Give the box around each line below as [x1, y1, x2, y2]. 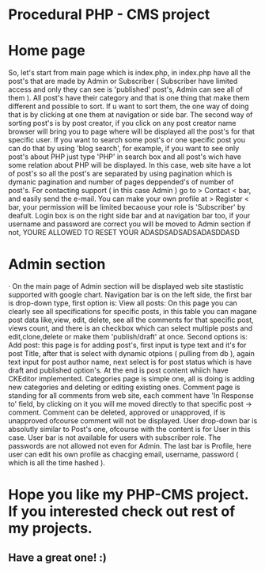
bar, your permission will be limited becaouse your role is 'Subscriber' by [8, 203, 246, 212]
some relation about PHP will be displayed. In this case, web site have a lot [8, 161, 252, 170]
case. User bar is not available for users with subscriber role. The [8, 433, 221, 442]
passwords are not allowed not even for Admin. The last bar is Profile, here [8, 441, 252, 451]
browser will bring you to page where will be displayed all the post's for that [8, 127, 256, 136]
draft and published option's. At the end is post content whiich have [8, 366, 229, 375]
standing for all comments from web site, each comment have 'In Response [8, 391, 255, 400]
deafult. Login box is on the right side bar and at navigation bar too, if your [8, 211, 251, 221]
